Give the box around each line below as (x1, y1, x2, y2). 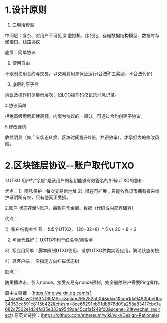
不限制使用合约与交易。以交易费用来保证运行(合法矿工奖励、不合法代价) (5, 70, 153, 76)
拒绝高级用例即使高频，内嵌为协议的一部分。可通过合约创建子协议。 (5, 113, 145, 119)
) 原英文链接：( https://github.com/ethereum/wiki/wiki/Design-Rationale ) (11, 312, 160, 318)
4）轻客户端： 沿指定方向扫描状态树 (5, 258, 79, 264)
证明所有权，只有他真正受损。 (9, 194, 71, 200)
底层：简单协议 (5, 49, 36, 55)
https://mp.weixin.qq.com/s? (33, 290, 92, 296)
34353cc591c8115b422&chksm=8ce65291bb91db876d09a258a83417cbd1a (5, 301, 161, 307)
